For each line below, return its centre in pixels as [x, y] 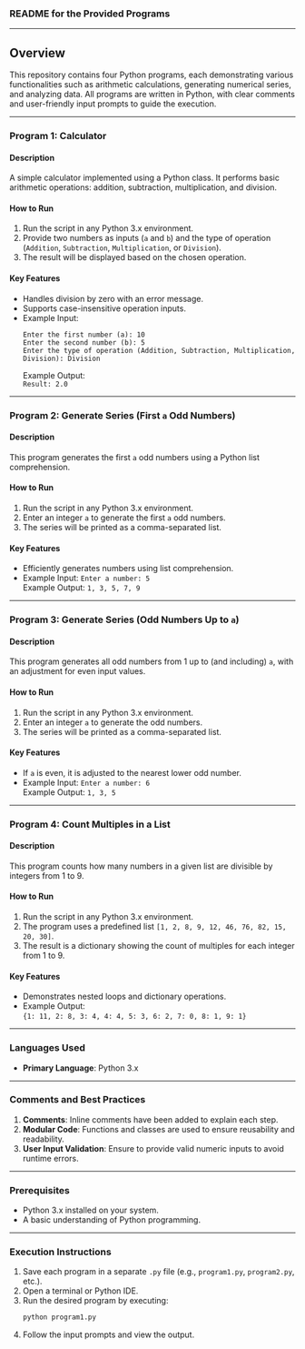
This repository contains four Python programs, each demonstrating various [152, 75]
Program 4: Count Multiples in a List [90, 824]
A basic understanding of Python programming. [112, 1220]
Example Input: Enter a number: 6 [86, 782]
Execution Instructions [60, 1252]
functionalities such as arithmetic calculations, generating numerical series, [151, 85]
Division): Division [61, 358]
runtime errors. [50, 1158]
